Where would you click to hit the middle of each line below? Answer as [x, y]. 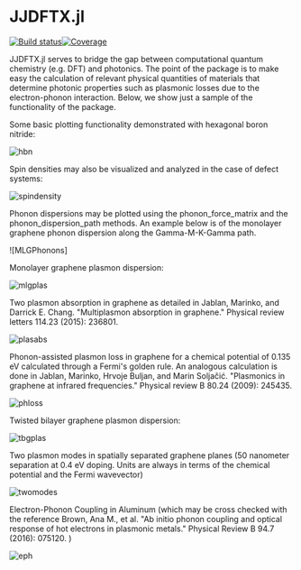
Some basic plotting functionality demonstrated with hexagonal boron [139, 124]
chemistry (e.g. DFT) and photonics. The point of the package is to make [144, 69]
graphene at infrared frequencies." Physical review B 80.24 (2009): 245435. [151, 385]
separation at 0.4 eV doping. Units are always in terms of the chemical [140, 464]
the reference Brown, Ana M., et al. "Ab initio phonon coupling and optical [146, 519]
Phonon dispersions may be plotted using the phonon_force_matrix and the [149, 213]
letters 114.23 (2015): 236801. [64, 321]
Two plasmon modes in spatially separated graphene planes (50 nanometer [150, 455]
